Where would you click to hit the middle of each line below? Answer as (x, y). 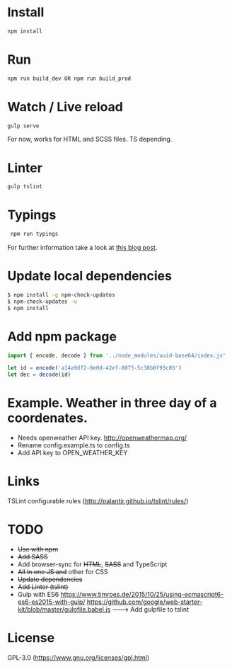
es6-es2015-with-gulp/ (51, 602)
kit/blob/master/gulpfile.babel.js (64, 609)
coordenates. (48, 418)
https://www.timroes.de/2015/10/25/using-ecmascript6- (142, 594)
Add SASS (33, 557)
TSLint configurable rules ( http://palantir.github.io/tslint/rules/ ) (98, 501)
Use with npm (38, 549)
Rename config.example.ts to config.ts (74, 445)
